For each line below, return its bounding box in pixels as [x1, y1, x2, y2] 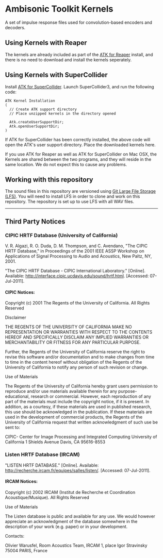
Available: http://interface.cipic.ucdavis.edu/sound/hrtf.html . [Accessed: [5, 273, 149, 279]
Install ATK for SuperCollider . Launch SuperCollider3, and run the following [5, 84, 154, 89]
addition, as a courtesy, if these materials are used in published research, [5, 404, 152, 410]
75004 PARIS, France [5, 547, 48, 553]
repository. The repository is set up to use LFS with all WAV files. [5, 199, 134, 204]
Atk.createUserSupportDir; [9, 119, 64, 124]
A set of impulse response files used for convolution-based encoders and [5, 19, 152, 25]
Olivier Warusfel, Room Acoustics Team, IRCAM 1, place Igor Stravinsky [5, 542, 147, 548]
